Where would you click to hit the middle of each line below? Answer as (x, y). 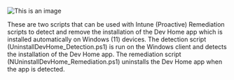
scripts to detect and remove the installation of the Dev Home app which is (115, 32)
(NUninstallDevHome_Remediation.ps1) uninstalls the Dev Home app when (115, 62)
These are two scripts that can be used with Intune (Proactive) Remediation (116, 24)
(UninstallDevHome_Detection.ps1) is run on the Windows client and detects (117, 47)
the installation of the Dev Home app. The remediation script (94, 54)
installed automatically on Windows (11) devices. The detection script (107, 39)
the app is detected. (36, 69)
